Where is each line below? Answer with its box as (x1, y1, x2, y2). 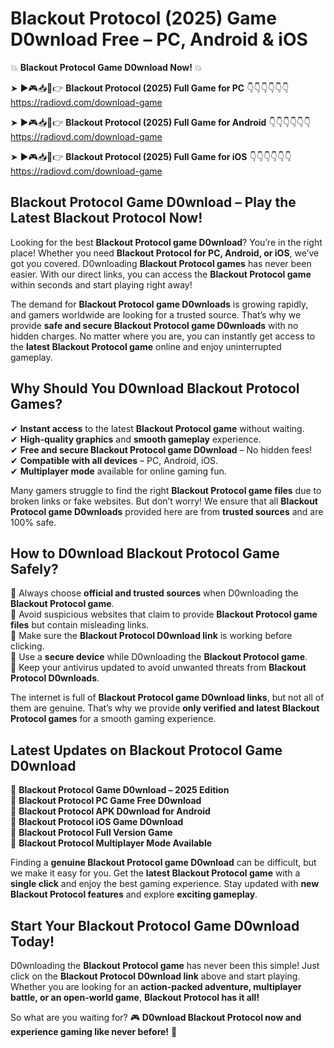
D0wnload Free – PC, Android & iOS (10, 28, 308, 51)
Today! (10, 933, 55, 950)
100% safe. (10, 516, 57, 528)
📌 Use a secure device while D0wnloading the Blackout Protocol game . (10, 651, 308, 663)
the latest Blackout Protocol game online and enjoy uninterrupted (10, 340, 282, 352)
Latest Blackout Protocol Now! (10, 210, 203, 227)
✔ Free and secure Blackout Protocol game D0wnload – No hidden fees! (10, 443, 313, 456)
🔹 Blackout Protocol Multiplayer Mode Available (10, 837, 213, 849)
